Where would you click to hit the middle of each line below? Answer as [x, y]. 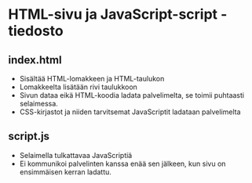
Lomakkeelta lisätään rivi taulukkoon [78, 87]
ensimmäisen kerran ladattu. [66, 172]
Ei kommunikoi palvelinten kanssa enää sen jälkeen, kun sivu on [122, 163]
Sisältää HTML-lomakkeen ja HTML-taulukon [92, 79]
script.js [29, 136]
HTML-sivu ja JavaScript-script [113, 14]
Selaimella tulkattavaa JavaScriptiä [76, 155]
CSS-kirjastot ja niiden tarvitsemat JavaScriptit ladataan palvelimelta [130, 112]
